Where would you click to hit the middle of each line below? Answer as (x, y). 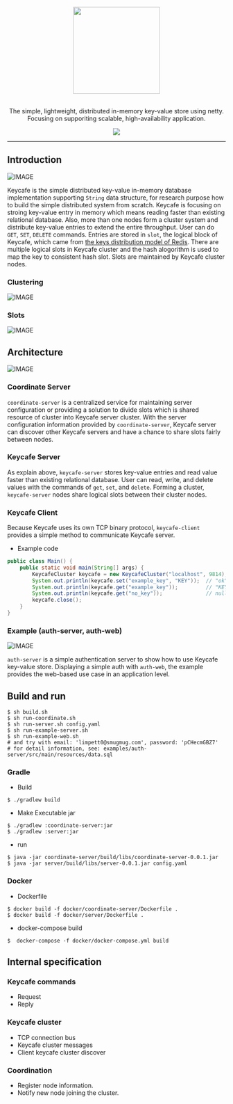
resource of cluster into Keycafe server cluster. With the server (97, 417)
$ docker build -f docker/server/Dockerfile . (76, 915)
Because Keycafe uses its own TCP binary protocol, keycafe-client (104, 528)
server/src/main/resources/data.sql (60, 755)
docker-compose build (50, 928)
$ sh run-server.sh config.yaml (54, 725)
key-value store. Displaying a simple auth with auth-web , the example (105, 667)
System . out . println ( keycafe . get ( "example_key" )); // (122, 587)
